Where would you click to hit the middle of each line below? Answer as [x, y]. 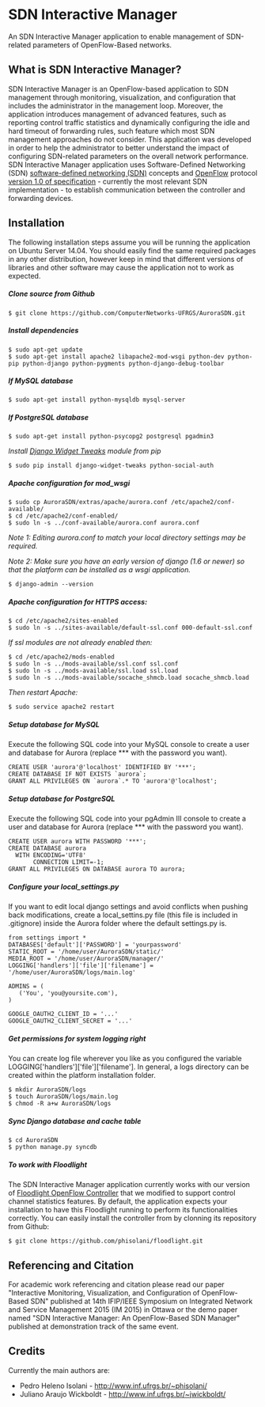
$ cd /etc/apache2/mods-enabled [61, 657]
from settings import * [47, 938]
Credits [27, 1351]
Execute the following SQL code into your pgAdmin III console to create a [127, 819]
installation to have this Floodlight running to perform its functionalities [123, 1210]
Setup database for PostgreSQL [62, 798]
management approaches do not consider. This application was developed [130, 139]
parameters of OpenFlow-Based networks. [102, 44]
